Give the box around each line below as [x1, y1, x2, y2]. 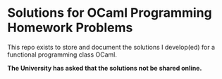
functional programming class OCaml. [7, 50, 118, 59]
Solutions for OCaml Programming [7, 5, 213, 21]
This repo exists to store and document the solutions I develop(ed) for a [7, 43, 216, 51]
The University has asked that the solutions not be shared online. [7, 64, 202, 72]
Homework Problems [7, 20, 133, 36]
